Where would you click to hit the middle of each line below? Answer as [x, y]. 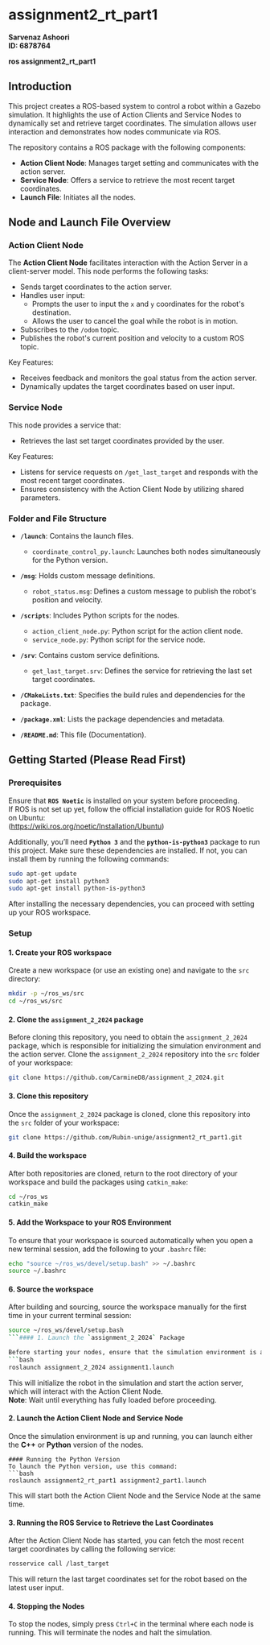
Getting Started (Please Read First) [97, 760]
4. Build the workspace [47, 1155]
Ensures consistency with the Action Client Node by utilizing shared [132, 489]
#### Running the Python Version [64, 1460]
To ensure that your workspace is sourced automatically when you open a [131, 1240]
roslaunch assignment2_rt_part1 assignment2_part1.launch [107, 1481]
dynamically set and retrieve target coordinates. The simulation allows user [133, 123]
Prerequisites [35, 783]
